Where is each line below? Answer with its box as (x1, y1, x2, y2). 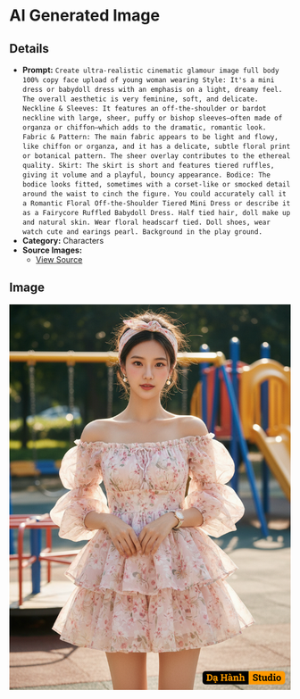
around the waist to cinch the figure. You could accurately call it (21, 189, 287, 198)
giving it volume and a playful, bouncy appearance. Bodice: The (21, 171, 271, 179)
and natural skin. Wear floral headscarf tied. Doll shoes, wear (21, 218, 271, 227)
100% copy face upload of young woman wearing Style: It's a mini (21, 76, 275, 85)
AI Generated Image (9, 5, 161, 26)
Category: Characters (21, 236, 104, 245)
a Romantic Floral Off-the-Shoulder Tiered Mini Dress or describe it (21, 199, 291, 208)
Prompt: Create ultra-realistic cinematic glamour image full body (21, 64, 279, 75)
